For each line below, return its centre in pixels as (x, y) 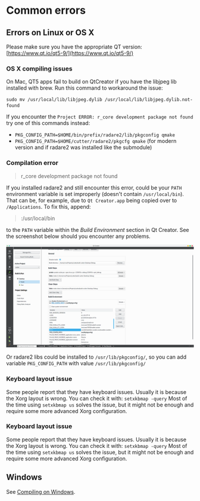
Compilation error (32, 163)
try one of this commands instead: (48, 123)
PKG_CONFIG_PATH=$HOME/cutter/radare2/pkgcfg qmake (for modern (96, 141)
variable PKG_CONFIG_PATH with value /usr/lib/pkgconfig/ (76, 363)
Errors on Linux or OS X (50, 33)
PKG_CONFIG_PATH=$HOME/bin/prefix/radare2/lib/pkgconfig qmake (95, 135)
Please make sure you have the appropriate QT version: (74, 47)
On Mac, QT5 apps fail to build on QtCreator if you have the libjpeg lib (91, 82)
